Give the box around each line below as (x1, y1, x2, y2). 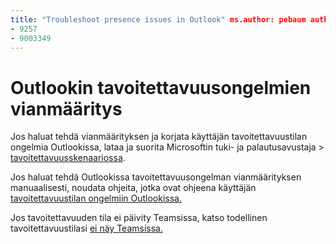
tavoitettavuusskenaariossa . (10, 152, 126, 164)
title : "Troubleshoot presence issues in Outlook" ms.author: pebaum (10, 14, 307, 25)
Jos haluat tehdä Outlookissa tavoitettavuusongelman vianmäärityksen (10, 171, 302, 183)
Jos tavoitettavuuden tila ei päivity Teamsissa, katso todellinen (10, 212, 268, 224)
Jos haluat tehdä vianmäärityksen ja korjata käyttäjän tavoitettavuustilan (10, 131, 308, 143)
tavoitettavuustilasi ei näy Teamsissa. (10, 222, 163, 235)
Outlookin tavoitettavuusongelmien (10, 76, 312, 99)
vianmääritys (10, 97, 123, 120)
